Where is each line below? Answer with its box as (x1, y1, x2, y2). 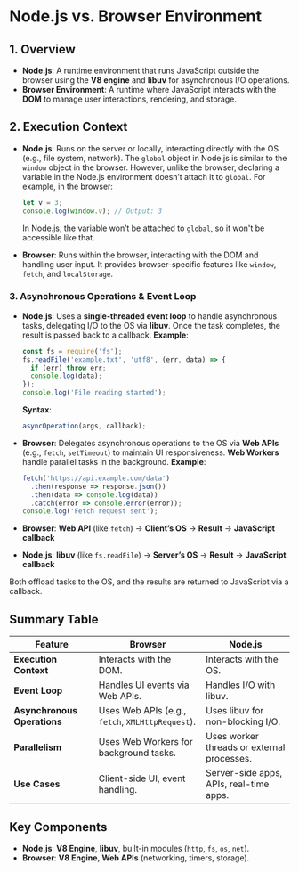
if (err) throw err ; (30, 363, 107, 372)
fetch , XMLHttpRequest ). (98, 715, 197, 728)
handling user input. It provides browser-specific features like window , (21, 258, 277, 269)
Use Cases (13, 778, 61, 790)
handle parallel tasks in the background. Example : (21, 456, 206, 467)
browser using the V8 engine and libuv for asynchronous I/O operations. (21, 75, 290, 86)
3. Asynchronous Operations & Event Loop (9, 290, 197, 303)
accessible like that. (21, 232, 95, 242)
